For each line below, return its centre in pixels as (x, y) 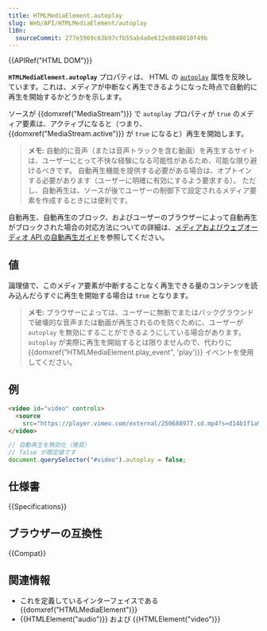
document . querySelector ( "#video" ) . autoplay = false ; (97, 460)
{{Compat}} (27, 553)
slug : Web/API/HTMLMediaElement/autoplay (78, 23)
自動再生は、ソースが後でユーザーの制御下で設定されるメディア (146, 190)
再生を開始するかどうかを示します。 (67, 97)
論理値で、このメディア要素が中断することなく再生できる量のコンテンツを (130, 286)
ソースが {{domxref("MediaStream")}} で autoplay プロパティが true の (124, 114)
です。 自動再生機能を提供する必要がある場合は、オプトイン (154, 170)
